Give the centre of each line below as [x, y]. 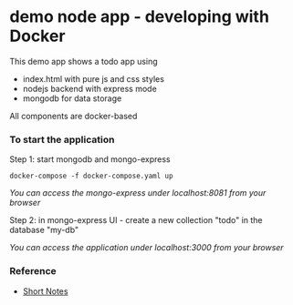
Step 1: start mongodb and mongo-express [90, 159]
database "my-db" [44, 230]
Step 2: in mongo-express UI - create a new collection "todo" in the [136, 220]
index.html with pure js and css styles [93, 78]
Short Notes [45, 291]
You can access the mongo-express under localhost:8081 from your [138, 193]
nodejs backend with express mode [89, 88]
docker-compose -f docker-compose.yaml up [91, 176]
